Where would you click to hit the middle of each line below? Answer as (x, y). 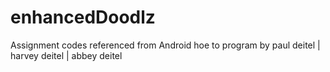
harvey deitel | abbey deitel (66, 55)
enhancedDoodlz (83, 17)
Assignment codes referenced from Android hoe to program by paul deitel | (165, 45)
